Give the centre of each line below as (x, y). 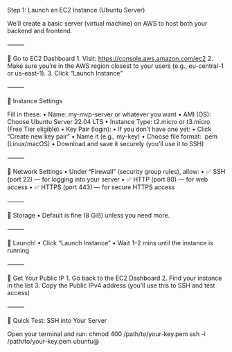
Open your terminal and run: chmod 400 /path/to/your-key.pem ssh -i (106, 334)
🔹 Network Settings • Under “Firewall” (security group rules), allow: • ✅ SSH (116, 171)
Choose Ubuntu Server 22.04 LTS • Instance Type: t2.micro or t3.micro (109, 122)
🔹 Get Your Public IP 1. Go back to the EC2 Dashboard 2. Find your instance (115, 278)
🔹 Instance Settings (35, 101)
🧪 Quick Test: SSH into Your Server (57, 320)
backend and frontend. (40, 31)
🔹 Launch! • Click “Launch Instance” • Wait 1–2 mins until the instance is (110, 243)
